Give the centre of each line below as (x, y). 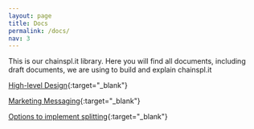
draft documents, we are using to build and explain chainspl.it (110, 70)
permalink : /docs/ (39, 31)
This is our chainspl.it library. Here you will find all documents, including (127, 61)
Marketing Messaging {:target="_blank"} (74, 101)
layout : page (30, 16)
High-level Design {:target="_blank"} (68, 85)
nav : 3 (19, 38)
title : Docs (28, 23)
